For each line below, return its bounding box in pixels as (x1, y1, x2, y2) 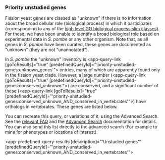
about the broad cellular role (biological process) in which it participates (5, 20, 152, 26)
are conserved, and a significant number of (70, 83, 159, 89)
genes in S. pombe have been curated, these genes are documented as (5, 42, 151, 48)
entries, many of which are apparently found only (59, 67, 160, 73)
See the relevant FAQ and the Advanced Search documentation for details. (5, 118, 157, 125)
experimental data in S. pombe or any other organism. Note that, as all (5, 36, 148, 42)
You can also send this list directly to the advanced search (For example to (5, 124, 158, 130)
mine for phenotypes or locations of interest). (5, 129, 98, 135)
